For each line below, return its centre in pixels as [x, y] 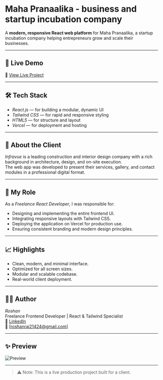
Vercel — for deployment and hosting [49, 125]
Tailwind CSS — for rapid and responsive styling [60, 115]
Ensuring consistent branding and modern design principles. [73, 229]
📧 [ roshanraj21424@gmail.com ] [37, 326]
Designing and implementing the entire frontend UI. [63, 214]
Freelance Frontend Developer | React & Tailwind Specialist [64, 316]
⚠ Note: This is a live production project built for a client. [74, 372]
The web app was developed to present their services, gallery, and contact [80, 167]
